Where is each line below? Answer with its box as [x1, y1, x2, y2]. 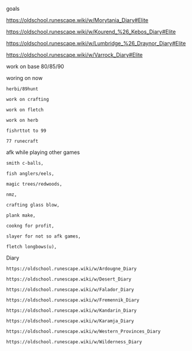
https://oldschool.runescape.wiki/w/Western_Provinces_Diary [6, 328, 161, 334]
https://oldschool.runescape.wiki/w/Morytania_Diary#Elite [6, 17, 149, 23]
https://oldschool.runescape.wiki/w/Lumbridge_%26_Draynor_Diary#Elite [6, 40, 186, 47]
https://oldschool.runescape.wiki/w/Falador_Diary [6, 287, 134, 292]
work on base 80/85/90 [6, 63, 64, 70]
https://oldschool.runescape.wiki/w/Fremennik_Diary [6, 297, 140, 303]
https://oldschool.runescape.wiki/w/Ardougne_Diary [6, 266, 137, 272]
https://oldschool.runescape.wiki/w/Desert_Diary [6, 276, 132, 282]
